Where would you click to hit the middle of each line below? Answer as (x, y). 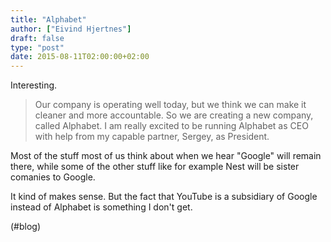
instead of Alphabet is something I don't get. (101, 207)
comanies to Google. (53, 177)
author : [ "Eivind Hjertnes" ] (71, 29)
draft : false (37, 38)
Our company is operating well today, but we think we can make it (170, 105)
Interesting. (34, 85)
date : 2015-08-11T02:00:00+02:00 (80, 57)
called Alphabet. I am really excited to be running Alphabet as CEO (171, 126)
